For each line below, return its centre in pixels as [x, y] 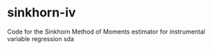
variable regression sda [41, 38]
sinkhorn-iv [42, 13]
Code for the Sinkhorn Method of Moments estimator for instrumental [106, 32]
